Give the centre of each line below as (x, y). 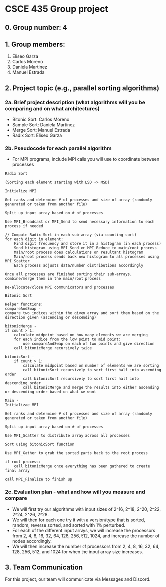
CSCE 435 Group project (57, 9)
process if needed (24, 226)
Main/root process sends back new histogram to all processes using (86, 257)
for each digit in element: (34, 239)
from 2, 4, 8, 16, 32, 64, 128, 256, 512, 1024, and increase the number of (86, 536)
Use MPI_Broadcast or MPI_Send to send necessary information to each (80, 222)
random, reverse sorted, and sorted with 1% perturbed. (69, 525)
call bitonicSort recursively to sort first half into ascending (92, 370)
